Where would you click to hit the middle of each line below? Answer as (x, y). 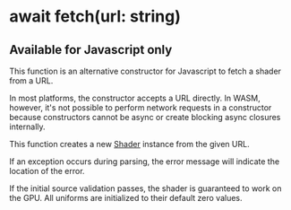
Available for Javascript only (91, 50)
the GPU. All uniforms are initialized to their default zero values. (126, 198)
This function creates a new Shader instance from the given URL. (129, 144)
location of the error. (47, 171)
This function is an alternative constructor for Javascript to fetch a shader (145, 71)
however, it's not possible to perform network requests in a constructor (141, 108)
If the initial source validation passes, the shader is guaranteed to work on (145, 188)
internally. (28, 127)
